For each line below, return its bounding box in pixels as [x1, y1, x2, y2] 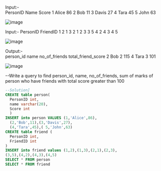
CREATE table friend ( [5, 129, 52, 134]
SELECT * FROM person [5, 157, 50, 163]
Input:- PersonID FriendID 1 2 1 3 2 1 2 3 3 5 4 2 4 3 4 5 [5, 29, 118, 34]
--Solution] [5, 88, 30, 93]
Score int [9, 106, 30, 111]
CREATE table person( [5, 92, 50, 97]
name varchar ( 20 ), [9, 102, 48, 107]
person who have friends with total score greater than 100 [5, 78, 125, 84]
